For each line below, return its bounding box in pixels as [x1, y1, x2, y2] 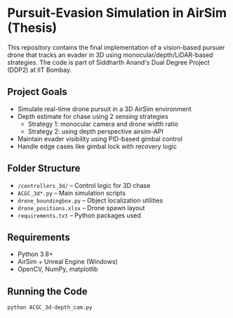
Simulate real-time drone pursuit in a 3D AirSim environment [17, 104, 192, 113]
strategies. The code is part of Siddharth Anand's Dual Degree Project [7, 58, 210, 66]
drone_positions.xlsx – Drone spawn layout [17, 203, 145, 212]
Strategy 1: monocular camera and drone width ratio [27, 120, 179, 128]
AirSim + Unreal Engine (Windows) [17, 257, 118, 266]
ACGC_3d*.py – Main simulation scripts [17, 189, 126, 197]
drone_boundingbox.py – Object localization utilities [17, 196, 164, 205]
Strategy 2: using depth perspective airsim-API [27, 127, 164, 135]
